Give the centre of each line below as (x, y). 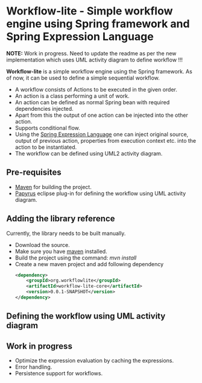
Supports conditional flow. (47, 128)
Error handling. (33, 367)
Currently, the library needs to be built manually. (66, 233)
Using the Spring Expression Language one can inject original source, (102, 134)
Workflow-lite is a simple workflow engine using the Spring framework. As (99, 71)
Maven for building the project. (53, 187)
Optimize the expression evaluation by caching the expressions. (94, 361)
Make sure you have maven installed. (61, 251)
